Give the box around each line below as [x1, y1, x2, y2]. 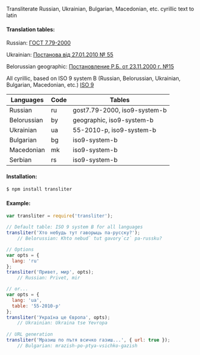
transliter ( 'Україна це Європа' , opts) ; [6, 314, 111, 320]
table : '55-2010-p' [12, 302, 62, 309]
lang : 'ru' [12, 258, 40, 264]
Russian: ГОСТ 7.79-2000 [6, 39, 71, 46]
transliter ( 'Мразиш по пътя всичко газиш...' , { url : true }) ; [6, 337, 171, 343]
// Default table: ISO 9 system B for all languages [6, 224, 143, 230]
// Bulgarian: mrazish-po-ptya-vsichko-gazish [17, 342, 138, 349]
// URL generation [6, 331, 53, 338]
